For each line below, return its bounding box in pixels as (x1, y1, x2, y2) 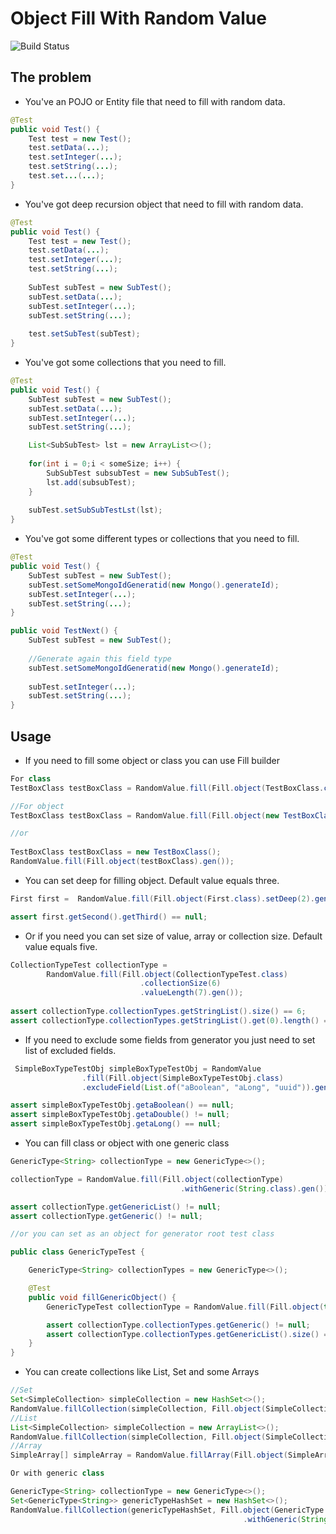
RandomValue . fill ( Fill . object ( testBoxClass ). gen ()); (10, 857, 235, 867)
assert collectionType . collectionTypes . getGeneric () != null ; (46, 1320, 311, 1330)
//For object (10, 801, 65, 811)
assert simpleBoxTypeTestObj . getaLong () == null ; (10, 1119, 222, 1129)
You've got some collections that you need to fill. (24, 357, 227, 368)
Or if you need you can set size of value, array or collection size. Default (24, 930, 323, 942)
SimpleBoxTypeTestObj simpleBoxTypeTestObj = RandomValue (14, 1063, 262, 1074)
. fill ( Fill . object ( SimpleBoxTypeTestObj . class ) (81, 1073, 284, 1083)
